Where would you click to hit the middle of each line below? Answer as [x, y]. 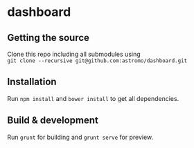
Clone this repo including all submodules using [74, 54]
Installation [32, 82]
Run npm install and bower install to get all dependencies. [93, 98]
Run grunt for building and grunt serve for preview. [80, 137]
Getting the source [48, 38]
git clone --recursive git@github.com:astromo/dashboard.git [97, 61]
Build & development [53, 121]
